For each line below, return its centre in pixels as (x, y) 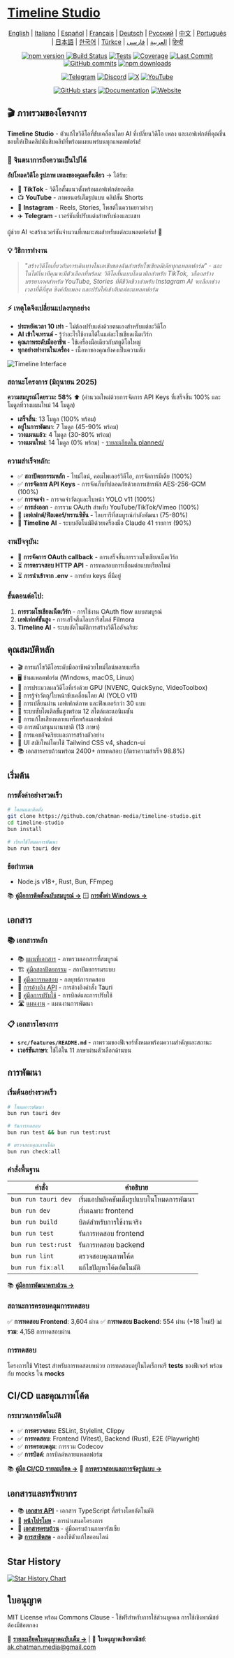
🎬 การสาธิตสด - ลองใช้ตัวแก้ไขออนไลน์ (63, 1537)
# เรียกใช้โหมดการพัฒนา (32, 842)
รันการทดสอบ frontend (111, 1234)
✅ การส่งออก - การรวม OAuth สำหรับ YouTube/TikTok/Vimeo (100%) (108, 507)
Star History (34, 1561)
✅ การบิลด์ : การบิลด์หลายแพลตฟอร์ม (60, 1455)
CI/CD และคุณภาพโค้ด (48, 1396)
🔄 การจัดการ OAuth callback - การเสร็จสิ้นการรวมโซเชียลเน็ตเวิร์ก (98, 556)
